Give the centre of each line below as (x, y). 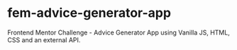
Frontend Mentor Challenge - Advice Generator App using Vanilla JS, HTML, (119, 32)
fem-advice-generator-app (89, 13)
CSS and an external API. (44, 39)
